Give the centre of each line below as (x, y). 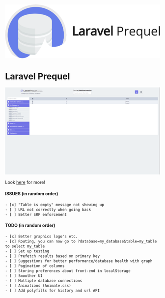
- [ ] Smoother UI (24, 276)
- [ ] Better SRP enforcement (36, 214)
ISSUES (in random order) (32, 193)
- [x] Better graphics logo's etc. (41, 236)
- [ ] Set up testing (27, 251)
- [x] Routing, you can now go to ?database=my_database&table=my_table (81, 241)
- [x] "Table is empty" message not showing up (55, 205)
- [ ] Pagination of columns (35, 266)
